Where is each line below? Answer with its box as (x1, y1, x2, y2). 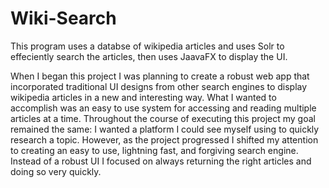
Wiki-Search (10, 7, 117, 30)
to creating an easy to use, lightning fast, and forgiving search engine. (10, 144, 299, 156)
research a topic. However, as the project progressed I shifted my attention (10, 133, 319, 146)
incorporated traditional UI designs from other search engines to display (10, 80, 308, 92)
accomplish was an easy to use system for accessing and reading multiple (10, 102, 317, 114)
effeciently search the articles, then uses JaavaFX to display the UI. (10, 50, 288, 62)
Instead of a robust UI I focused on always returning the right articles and (10, 155, 312, 167)
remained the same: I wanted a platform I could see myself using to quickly (10, 123, 320, 135)
